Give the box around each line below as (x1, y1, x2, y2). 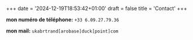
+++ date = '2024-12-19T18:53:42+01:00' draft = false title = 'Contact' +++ (6, 5, 188, 12)
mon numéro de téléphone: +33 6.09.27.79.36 (6, 16, 119, 23)
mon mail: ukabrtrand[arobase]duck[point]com (6, 27, 119, 34)
